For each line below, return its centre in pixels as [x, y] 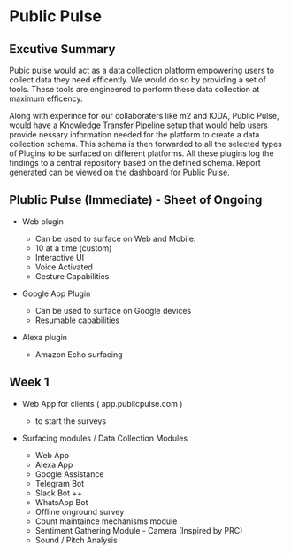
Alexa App [54, 464]
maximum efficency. [46, 98]
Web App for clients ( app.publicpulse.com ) [102, 403]
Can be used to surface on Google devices [113, 310]
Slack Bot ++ [59, 493]
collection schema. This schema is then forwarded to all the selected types [146, 144]
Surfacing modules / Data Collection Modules [105, 438]
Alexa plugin [45, 337]
